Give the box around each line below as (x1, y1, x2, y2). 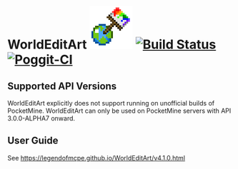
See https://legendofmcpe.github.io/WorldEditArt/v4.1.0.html (7, 153, 186, 162)
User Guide (7, 135, 59, 147)
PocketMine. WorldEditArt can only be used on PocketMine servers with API (7, 106, 232, 115)
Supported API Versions (7, 80, 117, 92)
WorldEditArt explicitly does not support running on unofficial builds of (7, 99, 215, 107)
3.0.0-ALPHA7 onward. (7, 114, 76, 123)
